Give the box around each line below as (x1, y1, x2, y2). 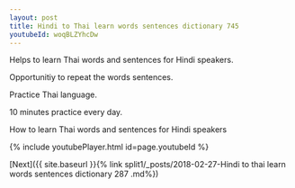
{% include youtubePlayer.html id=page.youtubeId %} (9, 141, 210, 153)
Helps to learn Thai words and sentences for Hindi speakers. (9, 55, 234, 66)
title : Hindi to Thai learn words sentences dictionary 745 (9, 22, 240, 31)
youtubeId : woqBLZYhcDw (9, 30, 99, 39)
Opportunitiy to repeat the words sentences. (9, 72, 174, 83)
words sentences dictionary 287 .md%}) (9, 168, 159, 180)
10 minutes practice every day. (9, 107, 123, 118)
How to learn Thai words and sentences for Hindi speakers (9, 124, 228, 135)
